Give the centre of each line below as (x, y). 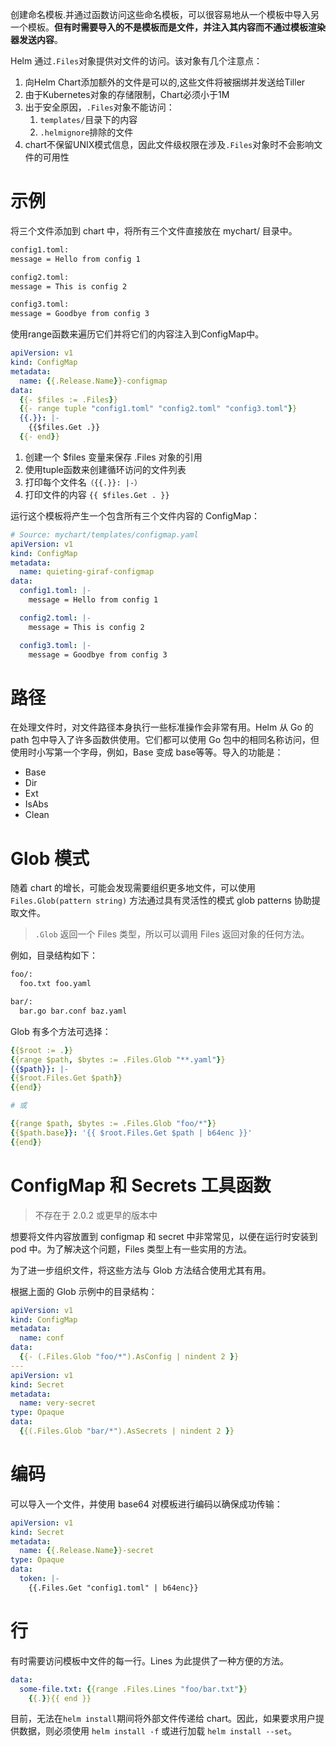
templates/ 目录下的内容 (88, 119)
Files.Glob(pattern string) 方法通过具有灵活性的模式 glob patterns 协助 (161, 900)
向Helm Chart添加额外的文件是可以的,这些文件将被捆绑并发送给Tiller (165, 82)
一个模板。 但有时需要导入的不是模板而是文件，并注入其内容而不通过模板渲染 (168, 27)
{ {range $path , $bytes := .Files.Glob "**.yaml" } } (118, 1059)
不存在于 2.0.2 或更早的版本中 (96, 1215)
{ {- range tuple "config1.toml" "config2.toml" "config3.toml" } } (158, 409)
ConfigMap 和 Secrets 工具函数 (141, 1185)
